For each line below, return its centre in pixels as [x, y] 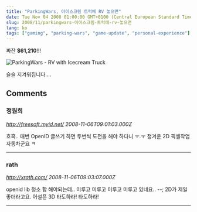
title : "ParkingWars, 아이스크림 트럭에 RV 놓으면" [64, 11]
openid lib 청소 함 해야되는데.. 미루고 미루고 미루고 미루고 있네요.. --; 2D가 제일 [97, 189]
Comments [27, 93]
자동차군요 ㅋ [21, 143]
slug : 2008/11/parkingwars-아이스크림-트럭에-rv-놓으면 [69, 22]
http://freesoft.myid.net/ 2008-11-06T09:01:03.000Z [69, 124]
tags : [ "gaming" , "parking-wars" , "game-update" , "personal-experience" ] [98, 33]
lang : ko [17, 28]
